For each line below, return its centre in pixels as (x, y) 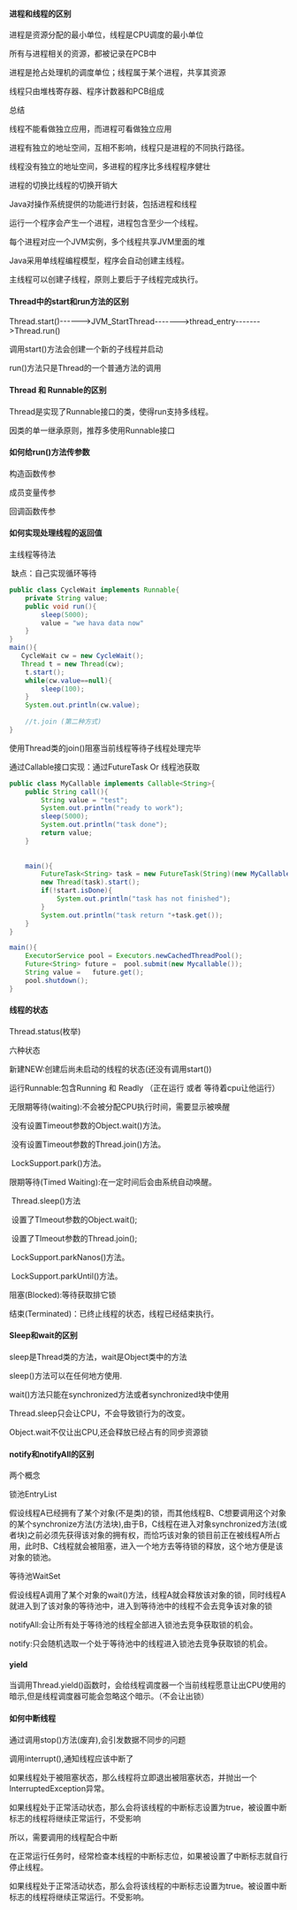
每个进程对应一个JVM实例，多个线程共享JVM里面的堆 (107, 242)
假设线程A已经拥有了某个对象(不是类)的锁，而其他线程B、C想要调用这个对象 (148, 1513)
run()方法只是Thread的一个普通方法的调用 (85, 368)
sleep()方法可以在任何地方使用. (65, 1376)
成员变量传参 (32, 492)
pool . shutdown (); (57, 980)
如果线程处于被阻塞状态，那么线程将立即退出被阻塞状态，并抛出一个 (133, 1777)
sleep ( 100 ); (63, 689)
